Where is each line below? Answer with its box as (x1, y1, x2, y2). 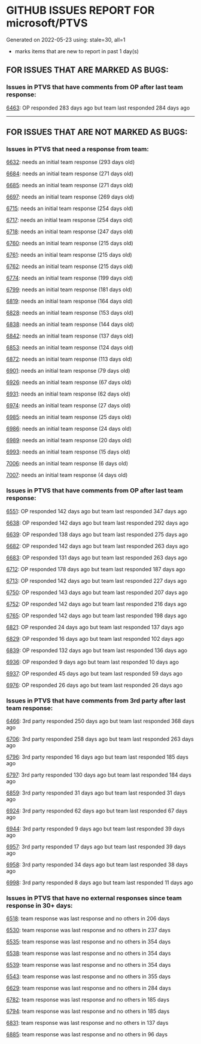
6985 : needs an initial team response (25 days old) (6, 413, 132, 421)
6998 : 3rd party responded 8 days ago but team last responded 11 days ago (6, 879, 193, 886)
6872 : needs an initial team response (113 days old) (6, 355, 133, 363)
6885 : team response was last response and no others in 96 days (6, 1031, 168, 1038)
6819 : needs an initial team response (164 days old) (6, 297, 133, 305)
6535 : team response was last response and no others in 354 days (6, 938, 171, 945)
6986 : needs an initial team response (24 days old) (6, 425, 132, 433)
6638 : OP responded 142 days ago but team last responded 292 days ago (6, 519, 189, 526)
